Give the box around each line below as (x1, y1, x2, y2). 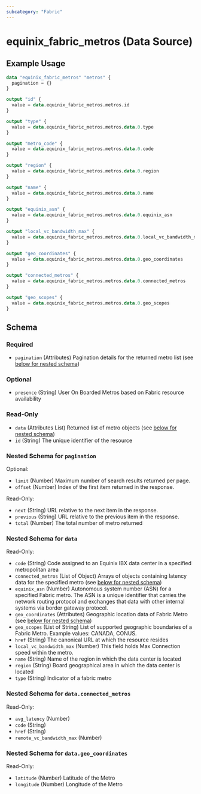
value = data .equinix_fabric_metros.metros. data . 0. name (11, 190, 154, 196)
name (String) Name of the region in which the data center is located (14, 655, 181, 662)
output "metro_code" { (6, 141, 63, 147)
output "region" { (6, 163, 52, 169)
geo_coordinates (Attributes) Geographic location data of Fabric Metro (14, 611, 188, 618)
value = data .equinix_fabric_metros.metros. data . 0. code (11, 146, 154, 152)
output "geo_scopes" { (6, 294, 63, 300)
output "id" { (6, 97, 42, 103)
